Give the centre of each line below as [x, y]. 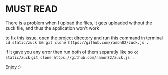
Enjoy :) [13, 67]
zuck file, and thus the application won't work [52, 28]
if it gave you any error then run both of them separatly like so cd [72, 52]
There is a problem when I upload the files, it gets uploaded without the [79, 23]
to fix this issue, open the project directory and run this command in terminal [84, 38]
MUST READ [31, 9]
